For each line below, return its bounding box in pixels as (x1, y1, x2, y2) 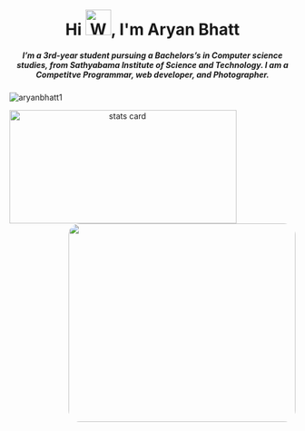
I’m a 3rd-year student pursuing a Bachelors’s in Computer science (22, 50, 283, 61)
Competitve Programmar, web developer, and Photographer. (35, 69, 270, 80)
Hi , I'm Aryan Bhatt (64, 19, 241, 40)
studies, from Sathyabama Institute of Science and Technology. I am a (16, 59, 289, 70)
